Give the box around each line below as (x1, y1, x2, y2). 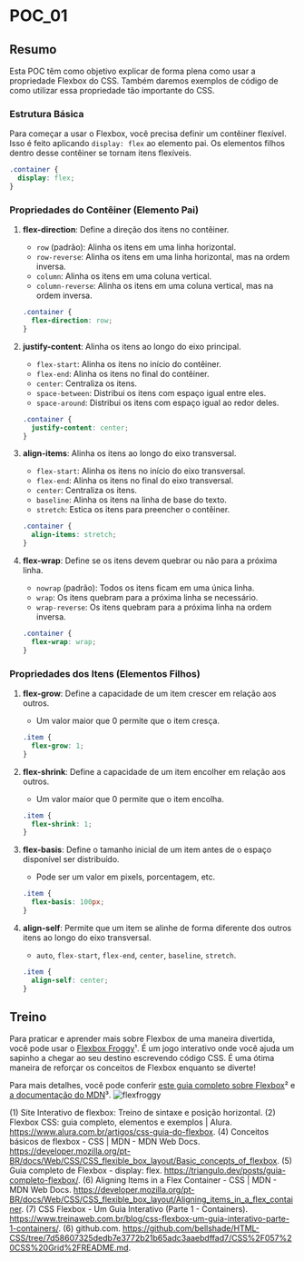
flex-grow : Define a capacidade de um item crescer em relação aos (22, 688, 277, 700)
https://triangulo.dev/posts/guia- (163, 1165, 286, 1177)
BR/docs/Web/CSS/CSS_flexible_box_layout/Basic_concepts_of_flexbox (9, 1156, 278, 1167)
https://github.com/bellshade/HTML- (122, 1223, 260, 1234)
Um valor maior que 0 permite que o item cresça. (35, 715, 221, 727)
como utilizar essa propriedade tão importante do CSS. (9, 85, 215, 95)
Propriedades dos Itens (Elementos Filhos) (9, 667, 201, 680)
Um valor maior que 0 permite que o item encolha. (35, 793, 224, 804)
